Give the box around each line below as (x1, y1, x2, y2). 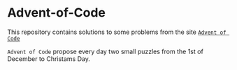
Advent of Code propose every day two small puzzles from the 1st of (7, 47, 204, 55)
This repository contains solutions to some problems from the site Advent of (7, 28, 227, 36)
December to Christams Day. (7, 54, 91, 63)
